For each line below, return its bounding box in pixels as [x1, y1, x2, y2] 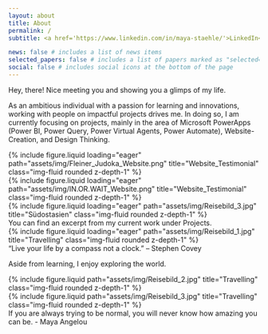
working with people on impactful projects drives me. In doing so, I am [8, 109, 239, 118]
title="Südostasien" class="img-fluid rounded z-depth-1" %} [8, 209, 207, 219]
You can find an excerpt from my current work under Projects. [8, 217, 213, 228]
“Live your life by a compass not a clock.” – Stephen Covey [8, 243, 202, 252]
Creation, [8, 134, 39, 144]
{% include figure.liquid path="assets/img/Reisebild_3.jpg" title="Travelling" [8, 291, 258, 300]
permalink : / [8, 26, 52, 34]
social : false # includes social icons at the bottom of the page [8, 63, 234, 72]
